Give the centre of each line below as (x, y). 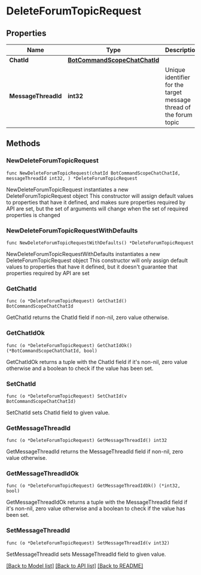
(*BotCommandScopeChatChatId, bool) (52, 351)
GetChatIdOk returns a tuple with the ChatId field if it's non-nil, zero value (97, 362)
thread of (178, 107)
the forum (179, 115)
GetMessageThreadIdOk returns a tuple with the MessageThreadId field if (97, 502)
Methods (23, 144)
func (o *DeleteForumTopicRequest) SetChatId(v (67, 396)
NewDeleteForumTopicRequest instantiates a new (67, 189)
